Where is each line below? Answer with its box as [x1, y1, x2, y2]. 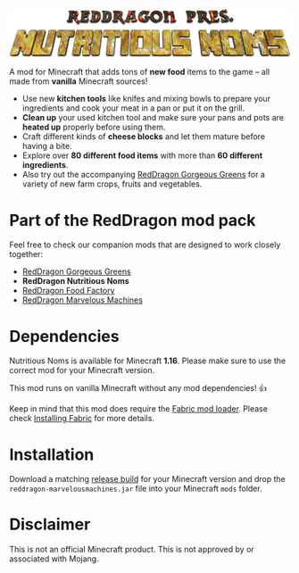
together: [9, 249, 43, 260]
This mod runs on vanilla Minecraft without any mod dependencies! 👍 [9, 383, 268, 394]
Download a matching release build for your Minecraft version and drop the [9, 474, 286, 485]
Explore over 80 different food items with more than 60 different [21, 150, 263, 161]
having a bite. [21, 141, 73, 152]
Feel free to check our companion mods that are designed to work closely [9, 239, 281, 250]
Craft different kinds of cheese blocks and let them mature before [21, 131, 266, 142]
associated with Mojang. [9, 553, 100, 564]
